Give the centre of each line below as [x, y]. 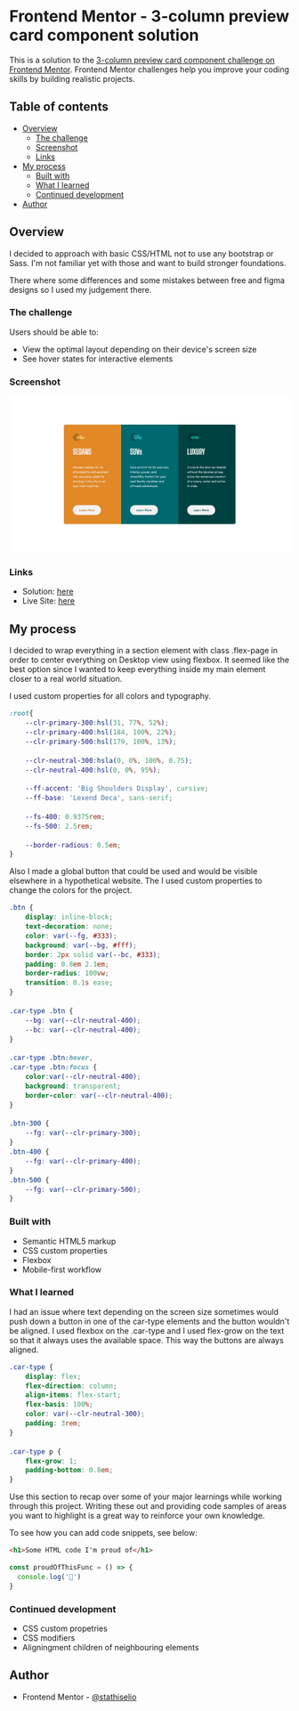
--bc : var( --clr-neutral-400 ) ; [83, 1030]
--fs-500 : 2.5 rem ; [59, 826]
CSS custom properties [65, 1250]
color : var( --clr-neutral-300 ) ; [85, 1414]
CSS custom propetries [65, 1629]
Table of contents [59, 107]
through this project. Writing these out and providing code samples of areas [148, 1506]
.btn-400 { [29, 1152]
